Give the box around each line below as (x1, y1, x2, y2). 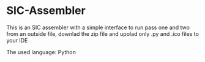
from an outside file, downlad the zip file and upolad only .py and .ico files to (6, 30, 199, 37)
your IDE (6, 36, 28, 44)
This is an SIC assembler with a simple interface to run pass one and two (6, 24, 190, 31)
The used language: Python (6, 48, 76, 55)
